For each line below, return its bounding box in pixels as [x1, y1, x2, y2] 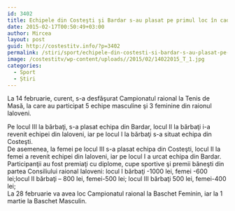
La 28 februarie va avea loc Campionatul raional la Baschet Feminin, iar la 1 [7, 189, 223, 198]
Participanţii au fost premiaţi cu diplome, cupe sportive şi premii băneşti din [7, 160, 225, 168]
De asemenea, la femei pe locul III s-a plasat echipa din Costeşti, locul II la [7, 145, 221, 154]
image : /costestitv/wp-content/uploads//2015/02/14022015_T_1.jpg [7, 56, 205, 63]
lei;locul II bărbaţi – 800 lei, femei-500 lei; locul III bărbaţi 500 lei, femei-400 [7, 175, 227, 183]
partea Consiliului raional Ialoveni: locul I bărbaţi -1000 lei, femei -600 [7, 167, 208, 175]
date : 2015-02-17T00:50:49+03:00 [7, 23, 105, 30]
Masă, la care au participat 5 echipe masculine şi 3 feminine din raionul [7, 102, 212, 110]
